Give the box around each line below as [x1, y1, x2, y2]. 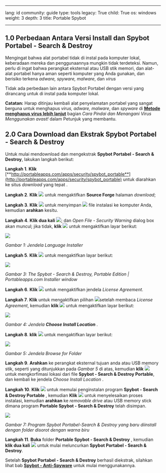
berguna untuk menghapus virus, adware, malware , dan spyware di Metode [5, 105, 161, 111]
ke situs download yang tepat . [5, 181, 68, 188]
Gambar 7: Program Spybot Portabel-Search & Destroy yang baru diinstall [5, 422, 157, 428]
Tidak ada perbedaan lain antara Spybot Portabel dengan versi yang [5, 85, 144, 91]
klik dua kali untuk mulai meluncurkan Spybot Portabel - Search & [5, 442, 147, 448]
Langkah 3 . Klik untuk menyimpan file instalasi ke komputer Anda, [5, 202, 153, 208]
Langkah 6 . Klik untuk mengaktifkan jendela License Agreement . [5, 286, 143, 292]
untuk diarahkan [123, 176, 156, 182]
